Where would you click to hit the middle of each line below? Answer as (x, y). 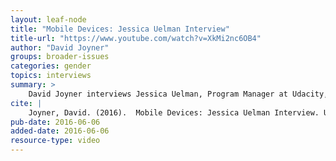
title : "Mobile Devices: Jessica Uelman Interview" (120, 29)
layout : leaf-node (48, 19)
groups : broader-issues (60, 57)
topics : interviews (51, 76)
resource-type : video (55, 141)
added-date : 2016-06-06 (60, 131)
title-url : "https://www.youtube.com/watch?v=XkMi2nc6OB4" (136, 38)
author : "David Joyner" (60, 47)
